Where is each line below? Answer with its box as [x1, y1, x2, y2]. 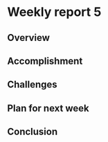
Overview [7, 32, 51, 44]
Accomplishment [7, 55, 83, 66]
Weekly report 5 [7, 4, 102, 20]
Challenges [7, 79, 57, 91]
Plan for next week [7, 102, 89, 114]
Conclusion [7, 126, 58, 138]
